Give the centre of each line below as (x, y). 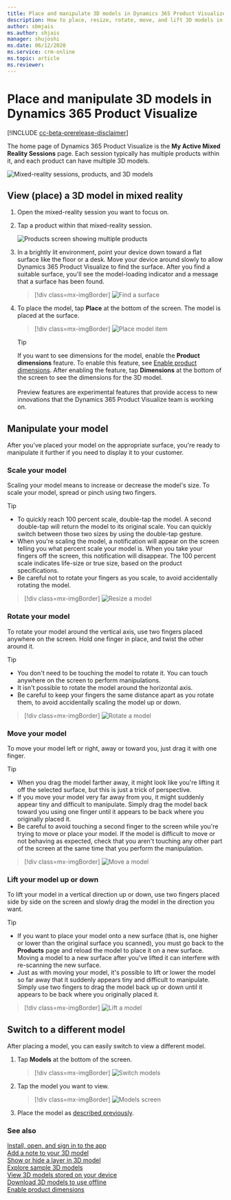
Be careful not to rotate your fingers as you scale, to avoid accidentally (117, 578)
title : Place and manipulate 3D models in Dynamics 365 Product (101, 13)
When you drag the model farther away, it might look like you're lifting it (118, 782)
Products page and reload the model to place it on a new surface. (110, 950)
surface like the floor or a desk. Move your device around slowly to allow (120, 260)
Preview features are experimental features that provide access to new (117, 392)
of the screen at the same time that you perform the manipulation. (110, 848)
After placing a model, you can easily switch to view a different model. (107, 1046)
